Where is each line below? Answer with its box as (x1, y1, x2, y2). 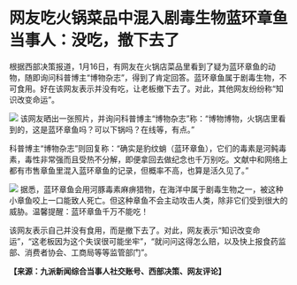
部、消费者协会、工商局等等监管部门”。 (9, 247, 153, 258)
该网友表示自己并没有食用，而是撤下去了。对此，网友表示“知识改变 (9, 225, 254, 235)
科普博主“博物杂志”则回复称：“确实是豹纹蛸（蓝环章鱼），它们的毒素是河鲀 (9, 142, 279, 153)
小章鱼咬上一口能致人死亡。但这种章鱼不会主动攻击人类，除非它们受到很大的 (9, 195, 288, 205)
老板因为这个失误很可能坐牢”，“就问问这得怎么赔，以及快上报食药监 (39, 235, 286, 246)
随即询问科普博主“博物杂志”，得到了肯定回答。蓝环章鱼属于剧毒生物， (24, 72, 280, 82)
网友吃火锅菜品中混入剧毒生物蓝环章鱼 (9, 8, 289, 28)
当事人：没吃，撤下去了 (9, 30, 180, 50)
